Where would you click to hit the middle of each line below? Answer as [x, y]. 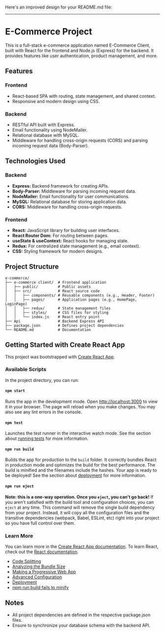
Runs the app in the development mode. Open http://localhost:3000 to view [82, 401]
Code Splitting [27, 561]
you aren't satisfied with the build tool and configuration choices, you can [79, 502]
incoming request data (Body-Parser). [51, 145]
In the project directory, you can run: [42, 380]
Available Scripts [26, 369]
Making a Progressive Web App [44, 571]
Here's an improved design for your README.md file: [59, 7]
